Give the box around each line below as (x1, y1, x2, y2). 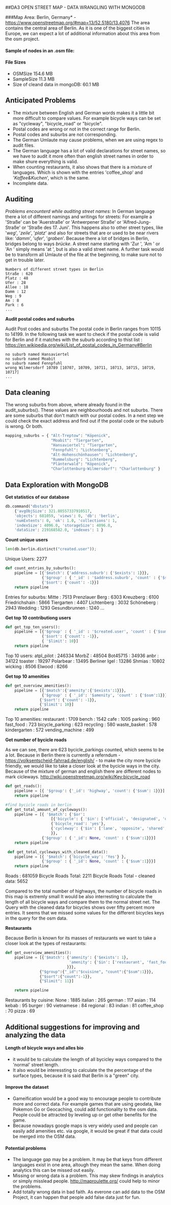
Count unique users (5, 537, 48, 543)
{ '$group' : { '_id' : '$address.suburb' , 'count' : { (41, 575, 160, 580)
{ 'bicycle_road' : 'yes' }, (50, 821, 106, 826)
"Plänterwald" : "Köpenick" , (50, 461, 110, 467)
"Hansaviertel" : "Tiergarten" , (50, 442, 117, 448)
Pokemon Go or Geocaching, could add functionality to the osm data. (12, 1106, 158, 1112)
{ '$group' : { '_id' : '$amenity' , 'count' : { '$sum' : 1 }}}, (41, 693, 169, 698)
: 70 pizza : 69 (5, 1008, 36, 1014)
